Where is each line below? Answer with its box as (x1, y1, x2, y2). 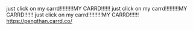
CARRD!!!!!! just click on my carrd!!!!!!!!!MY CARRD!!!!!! (6, 11, 139, 18)
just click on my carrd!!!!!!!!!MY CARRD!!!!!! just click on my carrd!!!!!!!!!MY (6, 5, 188, 12)
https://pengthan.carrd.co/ (6, 18, 72, 24)
